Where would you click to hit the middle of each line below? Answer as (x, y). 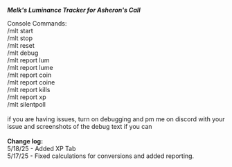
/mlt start (20, 31)
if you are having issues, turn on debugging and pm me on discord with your (116, 119)
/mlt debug (23, 53)
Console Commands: (37, 23)
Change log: (25, 141)
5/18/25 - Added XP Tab (42, 149)
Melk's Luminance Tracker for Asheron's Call (74, 10)
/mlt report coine (31, 82)
